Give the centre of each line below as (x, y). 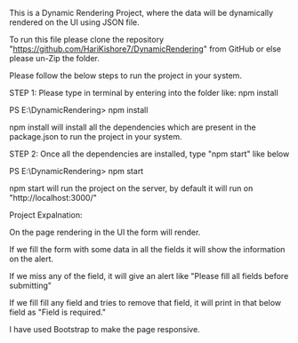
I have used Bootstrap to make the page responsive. (105, 329)
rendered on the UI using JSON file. (74, 22)
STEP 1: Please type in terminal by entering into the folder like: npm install (144, 93)
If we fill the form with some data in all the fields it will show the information (147, 249)
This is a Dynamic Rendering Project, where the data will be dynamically (141, 13)
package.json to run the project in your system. (96, 136)
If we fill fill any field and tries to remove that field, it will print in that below (145, 303)
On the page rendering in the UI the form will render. (105, 232)
